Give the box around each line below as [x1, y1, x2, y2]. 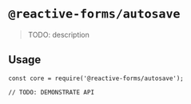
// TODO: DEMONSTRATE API [8, 88, 94, 96]
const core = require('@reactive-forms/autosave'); [8, 74, 184, 82]
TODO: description [27, 30, 90, 39]
